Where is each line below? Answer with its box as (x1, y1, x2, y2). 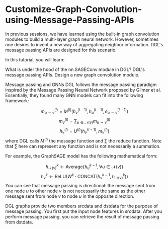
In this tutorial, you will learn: (5, 56, 65, 62)
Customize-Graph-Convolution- (5, 4, 142, 15)
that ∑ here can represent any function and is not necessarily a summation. (5, 143, 161, 149)
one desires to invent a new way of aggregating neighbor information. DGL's (5, 41, 163, 47)
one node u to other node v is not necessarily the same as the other (5, 188, 146, 194)
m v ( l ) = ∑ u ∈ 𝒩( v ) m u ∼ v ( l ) (58, 117, 111, 125)
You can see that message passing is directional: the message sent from (5, 182, 156, 188)
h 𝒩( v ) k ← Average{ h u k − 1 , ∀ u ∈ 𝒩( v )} (45, 163, 124, 171)
